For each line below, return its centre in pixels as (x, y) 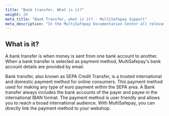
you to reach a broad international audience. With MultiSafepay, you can (80, 103)
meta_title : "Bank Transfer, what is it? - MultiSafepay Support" (76, 19)
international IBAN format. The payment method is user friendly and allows (82, 97)
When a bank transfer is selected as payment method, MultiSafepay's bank (83, 61)
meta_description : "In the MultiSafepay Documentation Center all (76, 24)
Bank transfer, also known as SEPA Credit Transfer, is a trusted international (83, 76)
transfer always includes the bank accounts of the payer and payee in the (81, 92)
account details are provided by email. (45, 67)
